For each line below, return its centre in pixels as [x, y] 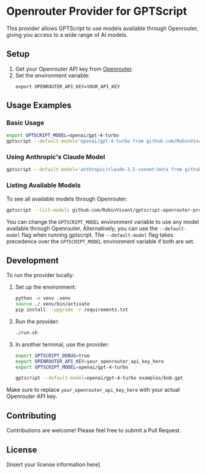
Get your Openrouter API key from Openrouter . [74, 69]
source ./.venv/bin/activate [52, 304]
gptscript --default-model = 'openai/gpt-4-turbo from [75, 141]
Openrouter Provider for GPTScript [97, 11]
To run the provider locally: [40, 275]
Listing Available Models [44, 185]
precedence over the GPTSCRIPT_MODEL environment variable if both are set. [101, 241]
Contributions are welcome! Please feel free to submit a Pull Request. [94, 430]
